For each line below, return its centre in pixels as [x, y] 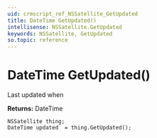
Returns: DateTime [35, 109]
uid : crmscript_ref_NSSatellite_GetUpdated [73, 14]
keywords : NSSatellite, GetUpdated [60, 34]
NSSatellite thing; [36, 122]
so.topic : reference [38, 40]
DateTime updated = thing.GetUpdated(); [70, 128]
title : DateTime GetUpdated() [52, 21]
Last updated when [36, 95]
